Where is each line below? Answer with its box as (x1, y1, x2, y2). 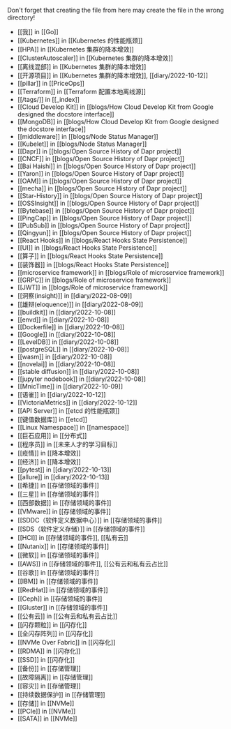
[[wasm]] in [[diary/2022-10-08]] (17, 352, 112, 361)
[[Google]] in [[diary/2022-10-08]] (17, 331, 117, 338)
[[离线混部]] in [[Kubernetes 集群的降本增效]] (17, 63, 147, 70)
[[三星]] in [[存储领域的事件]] (17, 490, 100, 498)
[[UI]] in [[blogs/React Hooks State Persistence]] (17, 243, 157, 252)
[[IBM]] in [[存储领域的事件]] (17, 577, 98, 585)
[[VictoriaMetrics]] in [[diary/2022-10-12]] (17, 398, 137, 407)
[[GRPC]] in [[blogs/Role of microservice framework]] (17, 276, 172, 284)
